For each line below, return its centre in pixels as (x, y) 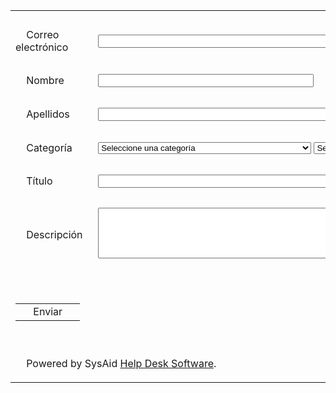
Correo (43, 34)
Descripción (54, 234)
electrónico (42, 47)
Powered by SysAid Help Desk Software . (121, 363)
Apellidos (48, 114)
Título (39, 181)
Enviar (48, 311)
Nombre (45, 80)
